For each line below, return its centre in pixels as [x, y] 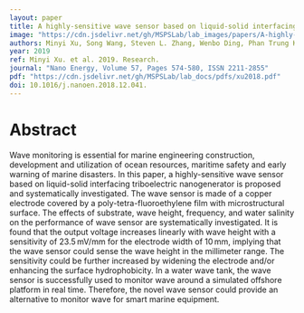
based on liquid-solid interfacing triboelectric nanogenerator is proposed [145, 184]
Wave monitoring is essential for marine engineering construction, [132, 155]
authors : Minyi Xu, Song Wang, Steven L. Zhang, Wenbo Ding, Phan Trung [149, 43]
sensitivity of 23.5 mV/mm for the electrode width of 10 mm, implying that [145, 242]
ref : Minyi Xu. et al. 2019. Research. [85, 60]
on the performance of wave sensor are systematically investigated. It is [144, 222]
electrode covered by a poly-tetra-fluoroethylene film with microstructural [147, 203]
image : [22, 34]
